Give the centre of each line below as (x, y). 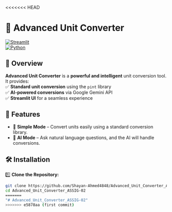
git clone (16, 186)
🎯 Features (23, 114)
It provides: (17, 81)
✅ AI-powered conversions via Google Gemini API (59, 92)
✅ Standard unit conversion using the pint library (58, 87)
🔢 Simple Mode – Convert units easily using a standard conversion (83, 126)
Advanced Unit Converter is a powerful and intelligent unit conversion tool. (86, 75)
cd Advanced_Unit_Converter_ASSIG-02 (46, 191)
